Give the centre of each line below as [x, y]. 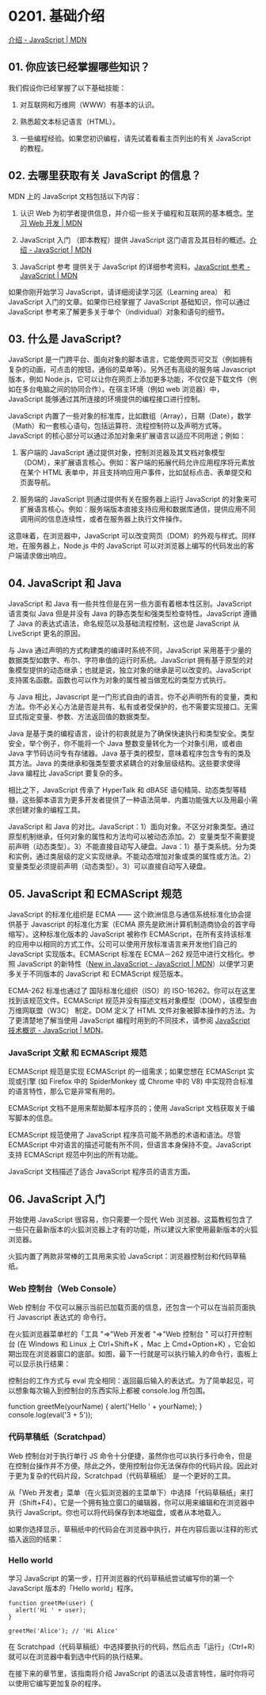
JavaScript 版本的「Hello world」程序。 [73, 1588]
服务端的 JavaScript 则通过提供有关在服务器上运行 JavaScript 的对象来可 [138, 499]
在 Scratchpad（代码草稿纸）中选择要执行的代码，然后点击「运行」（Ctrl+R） [132, 1647]
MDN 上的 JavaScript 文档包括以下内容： [75, 196]
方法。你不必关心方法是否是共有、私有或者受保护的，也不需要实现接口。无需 [133, 707]
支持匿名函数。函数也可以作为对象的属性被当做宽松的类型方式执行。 [119, 680]
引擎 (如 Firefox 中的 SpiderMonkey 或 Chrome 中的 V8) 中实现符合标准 [138, 1081]
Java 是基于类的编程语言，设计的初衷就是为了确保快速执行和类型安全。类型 [131, 733]
